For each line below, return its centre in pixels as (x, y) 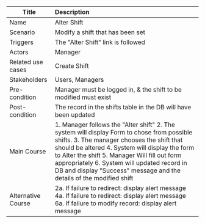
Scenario (22, 32)
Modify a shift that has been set (100, 32)
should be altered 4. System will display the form (124, 148)
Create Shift (72, 66)
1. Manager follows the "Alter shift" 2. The (115, 125)
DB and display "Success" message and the (118, 170)
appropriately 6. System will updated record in (121, 163)
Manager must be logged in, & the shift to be (118, 90)
